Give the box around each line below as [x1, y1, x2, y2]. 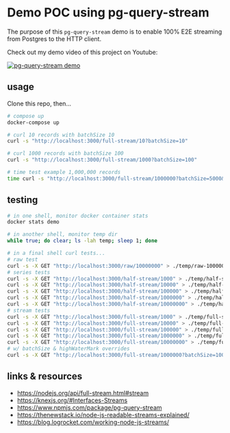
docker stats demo [7, 219, 60, 225]
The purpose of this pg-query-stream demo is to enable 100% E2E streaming [7, 27, 222, 36]
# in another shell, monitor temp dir [7, 231, 118, 238]
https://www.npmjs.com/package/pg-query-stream [16, 403, 162, 412]
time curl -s [7, 175, 44, 182]
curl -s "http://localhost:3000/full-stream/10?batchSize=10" [7, 138, 188, 145]
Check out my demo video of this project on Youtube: [7, 48, 158, 56]
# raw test [7, 256, 38, 263]
